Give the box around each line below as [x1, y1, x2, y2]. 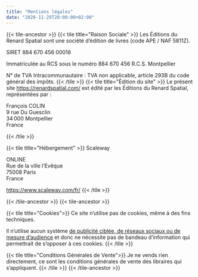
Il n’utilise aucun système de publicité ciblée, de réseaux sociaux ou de [6, 227, 181, 234]
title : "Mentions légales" [6, 8, 73, 15]
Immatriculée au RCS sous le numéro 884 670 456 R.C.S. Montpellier [6, 60, 176, 67]
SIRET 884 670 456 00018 [6, 48, 72, 55]
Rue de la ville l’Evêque [6, 162, 63, 169]
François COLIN [6, 102, 45, 109]
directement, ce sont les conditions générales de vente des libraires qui [6, 257, 182, 265]
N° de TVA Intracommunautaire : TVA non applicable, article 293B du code [6, 71, 190, 79]
